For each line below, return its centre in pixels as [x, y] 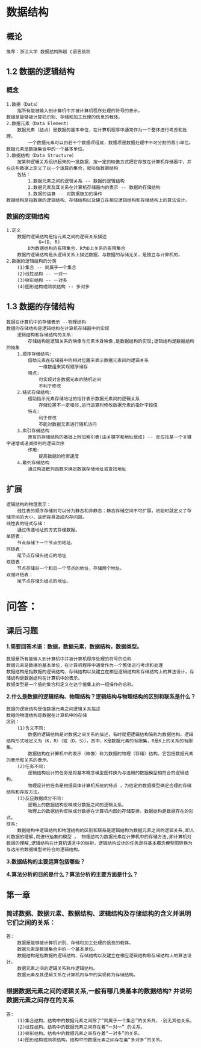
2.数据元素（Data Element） [39, 123]
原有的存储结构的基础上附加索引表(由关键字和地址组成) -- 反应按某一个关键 [110, 437]
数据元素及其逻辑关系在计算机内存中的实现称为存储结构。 [78, 975]
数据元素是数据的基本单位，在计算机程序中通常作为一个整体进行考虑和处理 [85, 665]
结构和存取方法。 [24, 792]
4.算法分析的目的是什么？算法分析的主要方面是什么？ [72, 874]
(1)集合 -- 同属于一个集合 [47, 267]
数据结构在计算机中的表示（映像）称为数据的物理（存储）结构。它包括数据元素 [111, 754]
